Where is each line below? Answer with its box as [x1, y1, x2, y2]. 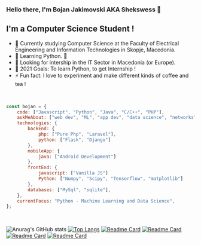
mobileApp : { [28, 148, 60, 154]
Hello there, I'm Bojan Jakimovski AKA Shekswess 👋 [6, 5, 162, 14]
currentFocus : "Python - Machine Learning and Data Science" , [17, 198, 175, 204]
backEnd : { [28, 125, 55, 132]
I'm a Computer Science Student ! [6, 24, 135, 34]
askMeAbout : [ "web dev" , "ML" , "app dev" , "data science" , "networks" [17, 115, 197, 121]
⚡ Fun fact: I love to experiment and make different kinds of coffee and [14, 72, 189, 79]
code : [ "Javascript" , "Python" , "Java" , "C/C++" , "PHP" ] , [17, 109, 165, 115]
